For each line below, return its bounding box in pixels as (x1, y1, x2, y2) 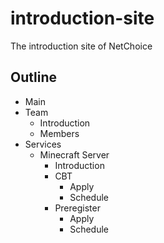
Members (39, 127, 80, 139)
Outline (10, 69, 57, 86)
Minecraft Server (39, 148, 110, 161)
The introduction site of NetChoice (10, 40, 153, 52)
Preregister (54, 202, 101, 214)
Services (24, 138, 62, 150)
